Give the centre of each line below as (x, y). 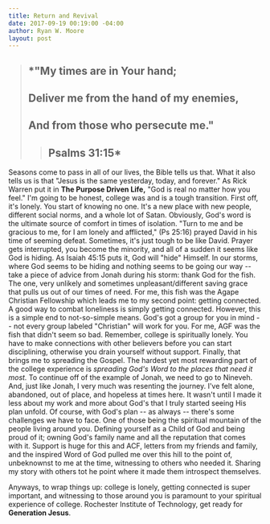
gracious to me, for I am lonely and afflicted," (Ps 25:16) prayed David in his (133, 232)
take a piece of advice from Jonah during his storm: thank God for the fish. (132, 275)
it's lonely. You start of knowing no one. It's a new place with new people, (130, 207)
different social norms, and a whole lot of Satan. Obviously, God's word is (130, 215)
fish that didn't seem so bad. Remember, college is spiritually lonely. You (128, 335)
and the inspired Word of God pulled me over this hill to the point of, (121, 455)
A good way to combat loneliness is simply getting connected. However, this (135, 309)
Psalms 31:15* (85, 153)
